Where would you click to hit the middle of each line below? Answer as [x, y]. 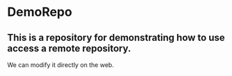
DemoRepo [40, 12]
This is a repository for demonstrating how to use [116, 38]
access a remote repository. [69, 48]
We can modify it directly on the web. [61, 65]
